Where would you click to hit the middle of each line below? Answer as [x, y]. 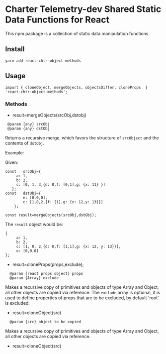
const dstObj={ [23, 193]
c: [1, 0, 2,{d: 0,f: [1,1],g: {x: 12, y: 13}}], [69, 246]
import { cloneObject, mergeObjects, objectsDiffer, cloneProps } [77, 87]
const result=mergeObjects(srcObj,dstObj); [51, 215]
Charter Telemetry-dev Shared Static [83, 9]
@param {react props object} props [46, 273]
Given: [12, 162]
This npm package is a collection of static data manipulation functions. [78, 33]
